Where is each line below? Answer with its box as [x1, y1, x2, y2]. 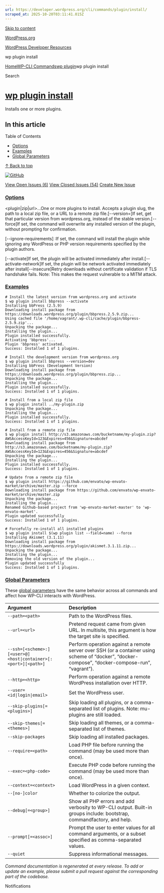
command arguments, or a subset [68, 830, 146, 837]
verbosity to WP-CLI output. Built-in [68, 804, 152, 811]
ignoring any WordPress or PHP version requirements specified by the [5, 241, 146, 247]
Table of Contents [5, 133, 41, 139]
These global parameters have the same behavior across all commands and [5, 587, 158, 594]
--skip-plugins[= [7, 704, 48, 709]
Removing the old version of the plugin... [5, 556, 95, 561]
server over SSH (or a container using [68, 647, 155, 654]
